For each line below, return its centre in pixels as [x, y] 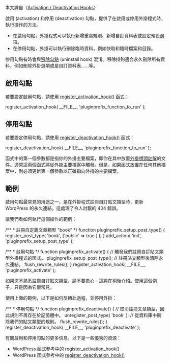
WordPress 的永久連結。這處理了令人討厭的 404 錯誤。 [63, 208]
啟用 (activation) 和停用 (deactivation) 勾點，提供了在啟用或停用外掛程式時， [85, 18]
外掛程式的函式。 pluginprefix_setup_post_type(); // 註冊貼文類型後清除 [84, 258]
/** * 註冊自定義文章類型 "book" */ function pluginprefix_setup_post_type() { [85, 230]
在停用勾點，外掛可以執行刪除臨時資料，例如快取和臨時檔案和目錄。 [84, 48]
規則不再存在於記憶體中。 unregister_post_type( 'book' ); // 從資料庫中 [83, 315]
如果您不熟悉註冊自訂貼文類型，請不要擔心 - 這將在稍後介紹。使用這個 [79, 281]
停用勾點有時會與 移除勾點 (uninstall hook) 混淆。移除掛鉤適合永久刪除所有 [83, 59]
